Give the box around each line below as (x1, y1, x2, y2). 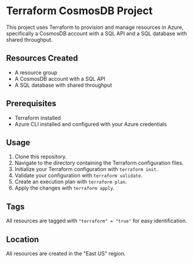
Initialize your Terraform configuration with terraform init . (14, 166, 158, 173)
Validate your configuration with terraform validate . (14, 172, 143, 179)
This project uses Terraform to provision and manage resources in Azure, (6, 24, 184, 31)
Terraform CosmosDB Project (6, 4, 153, 18)
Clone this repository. (14, 153, 67, 160)
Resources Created (6, 53, 78, 63)
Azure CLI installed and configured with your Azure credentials (14, 120, 167, 127)
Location (6, 234, 39, 244)
